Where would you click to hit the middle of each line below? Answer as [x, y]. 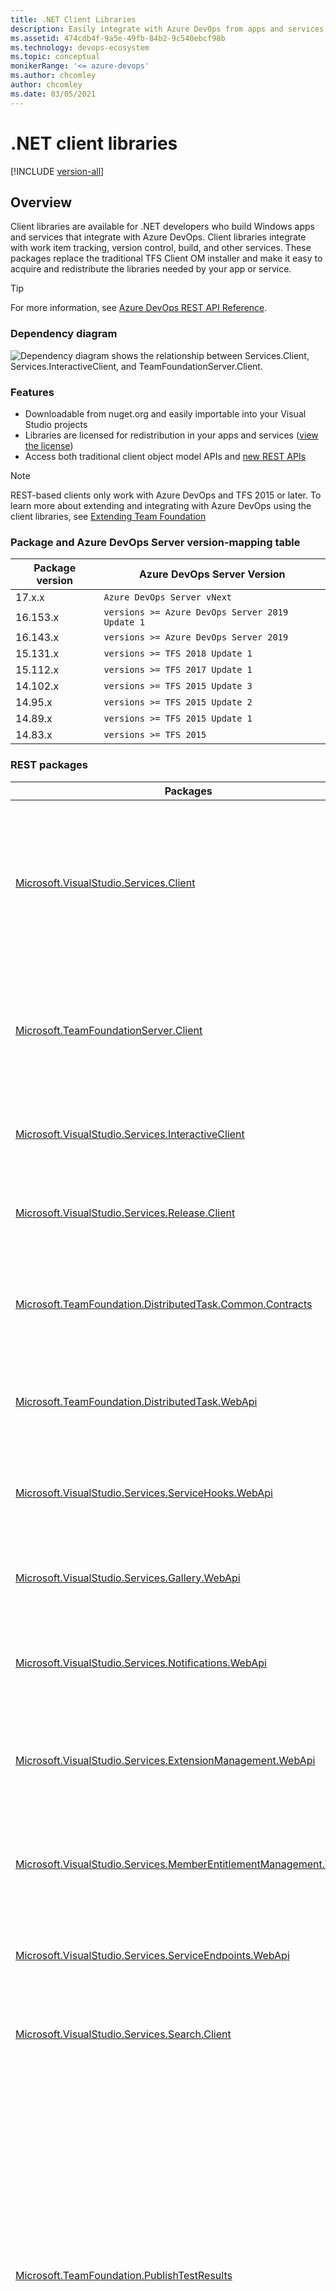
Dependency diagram [64, 334]
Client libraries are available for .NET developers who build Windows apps [162, 227]
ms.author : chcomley [53, 76]
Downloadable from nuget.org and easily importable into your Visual [165, 413]
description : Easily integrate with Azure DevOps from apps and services [167, 29]
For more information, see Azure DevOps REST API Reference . [139, 308]
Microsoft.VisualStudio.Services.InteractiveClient [130, 1134]
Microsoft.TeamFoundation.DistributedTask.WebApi [136, 1401]
